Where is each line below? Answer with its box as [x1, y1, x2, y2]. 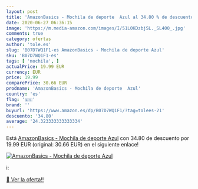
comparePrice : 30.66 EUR [6, 80, 67, 86]
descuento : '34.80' [6, 113, 54, 119]
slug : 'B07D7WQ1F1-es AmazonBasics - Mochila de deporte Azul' [6, 47, 165, 53]
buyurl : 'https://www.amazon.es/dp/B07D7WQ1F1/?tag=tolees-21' [6, 107, 165, 113]
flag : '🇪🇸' [6, 96, 35, 102]
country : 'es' [6, 91, 41, 97]
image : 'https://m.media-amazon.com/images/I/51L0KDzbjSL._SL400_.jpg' [6, 25, 186, 31]
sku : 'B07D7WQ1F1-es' [6, 53, 60, 58]
